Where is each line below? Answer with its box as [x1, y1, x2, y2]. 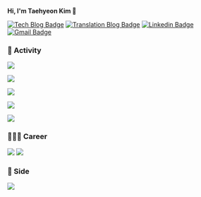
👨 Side [7, 166, 30, 176]
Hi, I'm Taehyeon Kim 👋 [7, 7, 77, 15]
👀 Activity [7, 45, 42, 55]
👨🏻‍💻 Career [7, 131, 48, 141]
